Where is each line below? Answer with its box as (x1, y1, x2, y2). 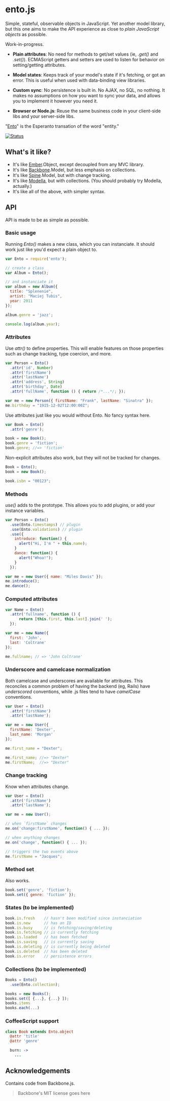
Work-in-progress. (5, 41, 44, 47)
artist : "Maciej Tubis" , (10, 294, 62, 299)
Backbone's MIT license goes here (17, 1090, 90, 1096)
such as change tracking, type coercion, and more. (5, 350, 112, 356)
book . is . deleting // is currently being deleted (5, 944, 110, 950)
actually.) (12, 183, 32, 189)
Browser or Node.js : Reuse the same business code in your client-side (12, 108, 161, 114)
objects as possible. (5, 31, 47, 37)
